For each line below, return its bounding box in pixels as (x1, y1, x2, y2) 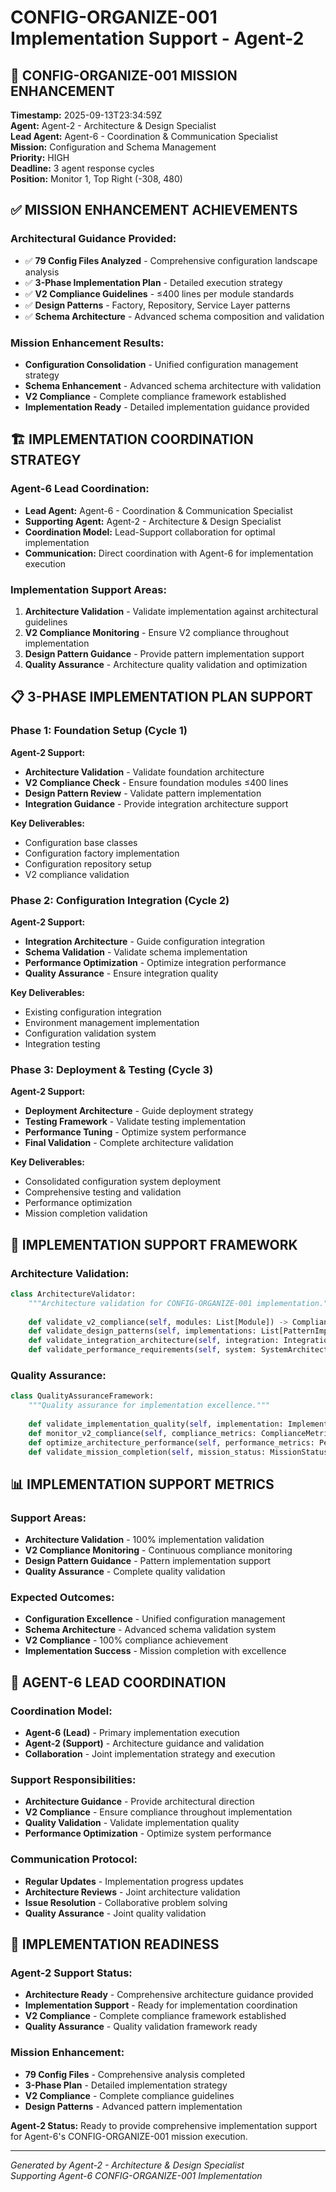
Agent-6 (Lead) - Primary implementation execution (24, 1727, 240, 1739)
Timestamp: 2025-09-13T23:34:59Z (10, 109, 163, 121)
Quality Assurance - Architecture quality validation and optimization (24, 658, 308, 670)
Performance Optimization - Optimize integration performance (24, 956, 287, 968)
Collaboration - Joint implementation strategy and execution (24, 1748, 276, 1760)
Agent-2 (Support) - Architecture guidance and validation (24, 1737, 265, 1750)
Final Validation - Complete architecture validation (24, 1137, 234, 1149)
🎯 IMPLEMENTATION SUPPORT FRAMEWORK (10, 1236, 298, 1253)
